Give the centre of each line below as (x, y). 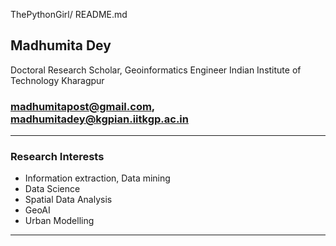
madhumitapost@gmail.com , (82, 106)
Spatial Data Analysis (68, 200)
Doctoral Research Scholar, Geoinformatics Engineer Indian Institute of (156, 70)
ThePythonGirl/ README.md (69, 14)
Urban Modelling (59, 221)
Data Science (52, 189)
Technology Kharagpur (57, 80)
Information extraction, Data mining (97, 178)
